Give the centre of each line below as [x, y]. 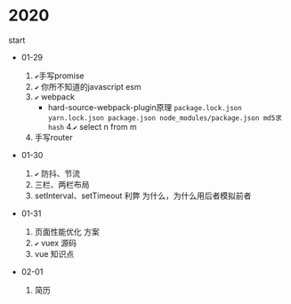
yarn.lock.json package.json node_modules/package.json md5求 [165, 118]
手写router [53, 137]
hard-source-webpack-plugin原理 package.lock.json [145, 107]
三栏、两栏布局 [62, 184]
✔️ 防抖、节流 [57, 173]
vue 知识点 [54, 253]
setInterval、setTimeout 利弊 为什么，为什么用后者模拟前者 [143, 196]
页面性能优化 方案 [67, 231]
